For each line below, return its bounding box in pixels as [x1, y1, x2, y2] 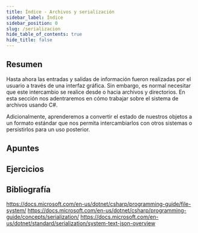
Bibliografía [6, 184, 51, 194]
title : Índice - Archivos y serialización [6, 8, 115, 15]
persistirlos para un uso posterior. [6, 125, 91, 133]
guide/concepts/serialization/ [6, 213, 80, 221]
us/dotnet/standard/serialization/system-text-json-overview [6, 220, 156, 227]
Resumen [6, 59, 43, 70]
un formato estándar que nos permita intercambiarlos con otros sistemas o [6, 119, 193, 126]
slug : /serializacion [6, 25, 61, 32]
